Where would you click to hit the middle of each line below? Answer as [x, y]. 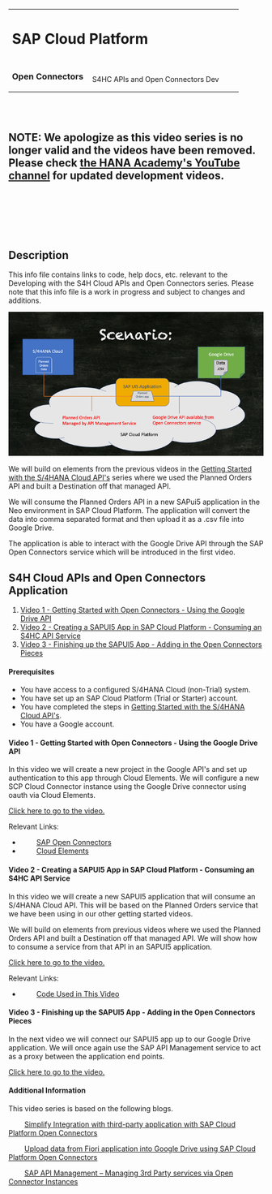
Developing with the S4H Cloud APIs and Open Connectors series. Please [131, 283]
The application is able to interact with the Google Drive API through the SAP [136, 544]
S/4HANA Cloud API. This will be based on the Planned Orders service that [134, 905]
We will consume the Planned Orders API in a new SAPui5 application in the [134, 502]
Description [38, 255]
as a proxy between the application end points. [87, 1056]
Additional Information [47, 1091]
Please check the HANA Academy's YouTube [124, 163]
